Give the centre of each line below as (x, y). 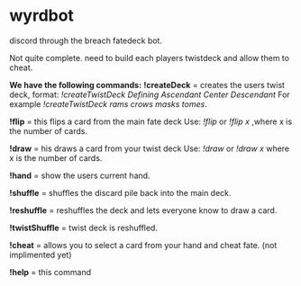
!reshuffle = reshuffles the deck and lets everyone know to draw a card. (143, 210)
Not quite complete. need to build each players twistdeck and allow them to (150, 58)
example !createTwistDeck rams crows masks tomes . (108, 103)
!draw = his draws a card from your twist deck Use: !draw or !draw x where (150, 148)
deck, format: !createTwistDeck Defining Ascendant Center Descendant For (150, 94)
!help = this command (50, 272)
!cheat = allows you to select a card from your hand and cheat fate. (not (143, 245)
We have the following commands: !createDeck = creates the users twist (147, 85)
